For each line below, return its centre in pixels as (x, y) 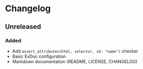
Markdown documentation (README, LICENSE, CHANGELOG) (75, 61)
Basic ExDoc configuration (39, 56)
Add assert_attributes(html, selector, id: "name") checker (75, 51)
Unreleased (23, 27)
